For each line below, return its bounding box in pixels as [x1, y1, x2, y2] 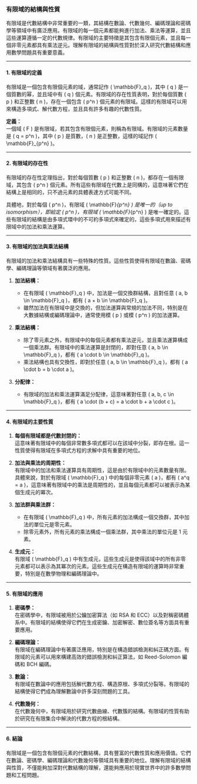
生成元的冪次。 [19, 489, 56, 496]
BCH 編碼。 [26, 661, 55, 668]
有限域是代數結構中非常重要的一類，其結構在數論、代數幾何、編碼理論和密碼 [6, 19, 191, 27]
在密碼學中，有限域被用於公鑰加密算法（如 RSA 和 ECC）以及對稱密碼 [14, 611, 184, 619]
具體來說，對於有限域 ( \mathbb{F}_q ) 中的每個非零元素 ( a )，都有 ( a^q [14, 474, 189, 481]
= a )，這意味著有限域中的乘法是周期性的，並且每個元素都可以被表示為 [14, 481, 185, 488]
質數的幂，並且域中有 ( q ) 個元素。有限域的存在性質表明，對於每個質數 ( [11, 90, 186, 97]
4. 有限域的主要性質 [6, 418, 54, 425]
